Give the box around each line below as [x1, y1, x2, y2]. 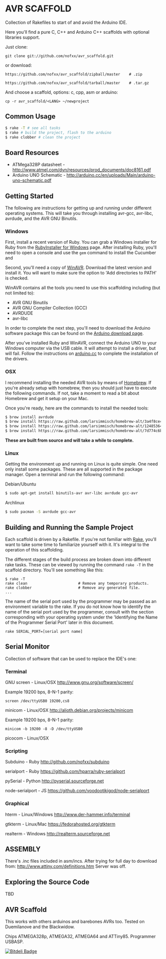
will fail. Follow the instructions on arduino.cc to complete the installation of [5, 350, 159, 356]
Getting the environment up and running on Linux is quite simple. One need [5, 461, 158, 467]
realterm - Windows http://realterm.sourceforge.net [5, 830, 110, 836]
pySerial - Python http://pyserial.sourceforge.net [5, 778, 104, 784]
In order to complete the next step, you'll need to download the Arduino [5, 325, 151, 331]
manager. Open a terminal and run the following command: [5, 472, 125, 478]
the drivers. [5, 356, 29, 362]
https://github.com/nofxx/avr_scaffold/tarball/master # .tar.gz [5, 80, 149, 85]
